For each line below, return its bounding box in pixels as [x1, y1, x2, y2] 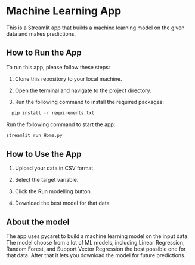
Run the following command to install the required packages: [14, 98, 164, 105]
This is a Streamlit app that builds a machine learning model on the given [6, 24, 185, 31]
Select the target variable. [14, 176, 79, 184]
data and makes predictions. [6, 30, 76, 37]
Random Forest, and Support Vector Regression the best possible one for [6, 245, 186, 252]
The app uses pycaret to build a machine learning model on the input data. [6, 233, 189, 240]
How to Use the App [6, 148, 82, 159]
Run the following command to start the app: [6, 121, 116, 128]
